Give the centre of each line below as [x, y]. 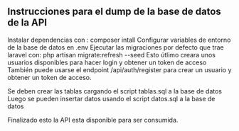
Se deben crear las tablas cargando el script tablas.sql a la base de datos [115, 91]
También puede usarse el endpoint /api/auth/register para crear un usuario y [119, 69]
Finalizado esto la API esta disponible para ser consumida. [93, 120]
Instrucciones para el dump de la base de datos [115, 12]
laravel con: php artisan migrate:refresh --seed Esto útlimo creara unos [111, 55]
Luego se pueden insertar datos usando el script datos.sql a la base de [111, 98]
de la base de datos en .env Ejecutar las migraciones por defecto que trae [116, 47]
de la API [27, 23]
